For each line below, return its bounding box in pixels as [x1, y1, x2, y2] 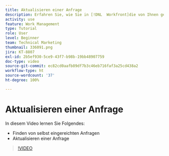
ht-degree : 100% [5, 77, 39, 83]
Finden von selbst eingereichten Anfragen [12, 130, 100, 136]
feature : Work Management [5, 21, 59, 27]
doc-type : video [5, 59, 39, 64]
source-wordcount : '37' [5, 73, 55, 78]
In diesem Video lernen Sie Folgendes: [5, 120, 85, 126]
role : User [5, 31, 28, 36]
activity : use [5, 17, 35, 22]
